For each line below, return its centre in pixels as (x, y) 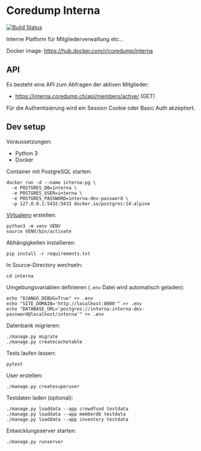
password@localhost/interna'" (44, 314)
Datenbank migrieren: (33, 325)
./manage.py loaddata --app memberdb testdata (66, 414)
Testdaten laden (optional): (40, 398)
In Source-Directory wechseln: (44, 265)
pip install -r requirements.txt (48, 254)
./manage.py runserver (35, 442)
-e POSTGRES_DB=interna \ (44, 188)
